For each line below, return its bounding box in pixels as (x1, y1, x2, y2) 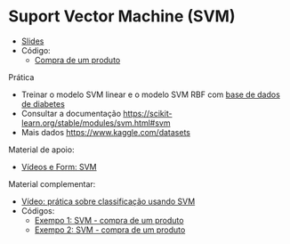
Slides (20, 36, 44, 46)
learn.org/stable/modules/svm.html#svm (20, 118, 171, 128)
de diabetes (20, 98, 66, 109)
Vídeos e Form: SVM (20, 161, 97, 172)
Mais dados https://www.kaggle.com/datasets (20, 126, 190, 137)
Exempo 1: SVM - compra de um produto (34, 215, 184, 225)
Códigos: (20, 205, 55, 216)
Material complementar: (8, 178, 96, 189)
